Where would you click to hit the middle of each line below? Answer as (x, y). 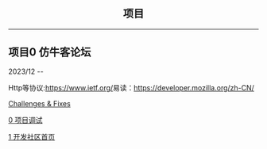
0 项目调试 (25, 120)
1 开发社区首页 (32, 137)
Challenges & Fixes (40, 104)
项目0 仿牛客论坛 (50, 52)
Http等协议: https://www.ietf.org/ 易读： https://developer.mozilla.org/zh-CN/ (131, 88)
